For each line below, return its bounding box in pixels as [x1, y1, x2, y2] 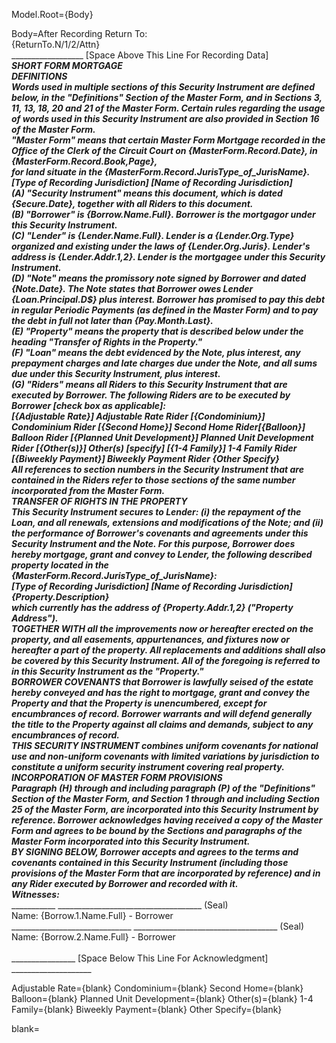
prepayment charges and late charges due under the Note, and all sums [11, 357, 318, 369]
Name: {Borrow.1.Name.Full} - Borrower [11, 910, 174, 921]
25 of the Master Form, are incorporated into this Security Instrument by [11, 804, 319, 815]
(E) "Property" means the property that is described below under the [11, 325, 304, 337]
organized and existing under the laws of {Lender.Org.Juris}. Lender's [11, 240, 311, 252]
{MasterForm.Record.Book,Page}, [11, 155, 158, 167]
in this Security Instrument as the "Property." [11, 665, 204, 677]
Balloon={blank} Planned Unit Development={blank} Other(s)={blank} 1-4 [11, 993, 314, 1004]
